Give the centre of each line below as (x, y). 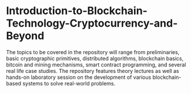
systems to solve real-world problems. (69, 83)
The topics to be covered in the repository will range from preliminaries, (93, 52)
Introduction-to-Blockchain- (77, 11)
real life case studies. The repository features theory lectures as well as (93, 71)
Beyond (25, 36)
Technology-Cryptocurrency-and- (92, 23)
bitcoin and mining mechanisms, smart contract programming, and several (96, 64)
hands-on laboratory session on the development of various (79, 77)
